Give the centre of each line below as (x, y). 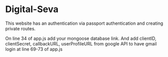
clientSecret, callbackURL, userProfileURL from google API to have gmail (81, 43)
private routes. (20, 28)
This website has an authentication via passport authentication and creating (84, 23)
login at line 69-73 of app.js (34, 49)
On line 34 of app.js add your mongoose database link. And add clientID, (81, 38)
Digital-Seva (32, 9)
